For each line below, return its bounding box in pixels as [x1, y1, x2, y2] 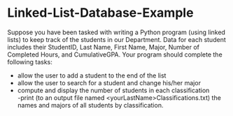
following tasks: [7, 57, 52, 66]
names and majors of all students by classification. [17, 101, 164, 109]
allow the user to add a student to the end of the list [17, 71, 167, 80]
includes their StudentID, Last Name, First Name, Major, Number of [7, 43, 200, 51]
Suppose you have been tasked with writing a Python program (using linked [7, 28, 226, 36]
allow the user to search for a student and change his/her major [17, 78, 202, 87]
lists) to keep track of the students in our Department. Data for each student [7, 35, 226, 43]
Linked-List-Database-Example [7, 5, 194, 21]
